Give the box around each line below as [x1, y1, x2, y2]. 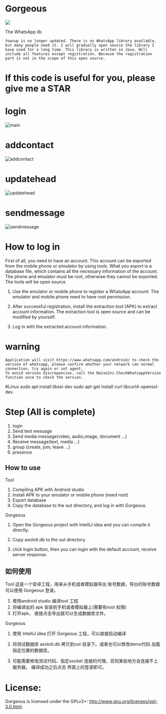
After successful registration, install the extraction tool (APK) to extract [12, 303, 158, 309]
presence [12, 449, 32, 455]
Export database [12, 497, 46, 503]
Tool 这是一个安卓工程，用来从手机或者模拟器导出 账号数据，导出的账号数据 [5, 581, 160, 587]
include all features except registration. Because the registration [5, 51, 153, 56]
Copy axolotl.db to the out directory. [12, 536, 86, 542]
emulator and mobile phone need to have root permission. [12, 294, 131, 300]
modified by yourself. [12, 314, 56, 320]
